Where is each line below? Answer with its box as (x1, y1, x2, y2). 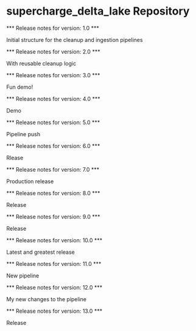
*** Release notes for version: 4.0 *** (6, 95, 100, 102)
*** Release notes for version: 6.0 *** (6, 142, 100, 150)
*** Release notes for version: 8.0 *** (6, 189, 100, 197)
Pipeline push (6, 130, 41, 138)
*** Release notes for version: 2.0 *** (6, 47, 100, 55)
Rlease (6, 154, 24, 161)
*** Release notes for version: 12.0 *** (6, 284, 103, 291)
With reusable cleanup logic (6, 60, 77, 67)
